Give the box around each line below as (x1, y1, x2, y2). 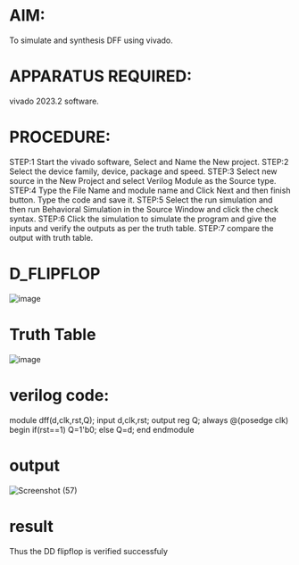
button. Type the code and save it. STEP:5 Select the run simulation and (9, 194, 273, 205)
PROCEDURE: (9, 127, 112, 147)
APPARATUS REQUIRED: (9, 66, 193, 87)
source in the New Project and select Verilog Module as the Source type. (9, 175, 277, 186)
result (9, 516, 54, 536)
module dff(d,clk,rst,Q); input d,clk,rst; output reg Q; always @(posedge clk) (9, 414, 289, 425)
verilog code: (9, 385, 110, 405)
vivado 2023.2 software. (9, 96, 100, 106)
